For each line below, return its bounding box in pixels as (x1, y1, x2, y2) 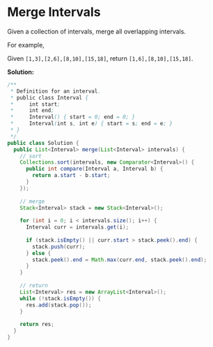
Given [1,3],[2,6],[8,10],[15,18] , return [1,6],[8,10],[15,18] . (7, 54, 194, 63)
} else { (25, 249, 52, 256)
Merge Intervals (7, 4, 101, 20)
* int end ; (10, 107, 54, 114)
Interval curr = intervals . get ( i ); (25, 224, 129, 231)
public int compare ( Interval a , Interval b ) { (25, 165, 164, 173)
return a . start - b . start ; (32, 172, 111, 179)
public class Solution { (7, 139, 79, 146)
